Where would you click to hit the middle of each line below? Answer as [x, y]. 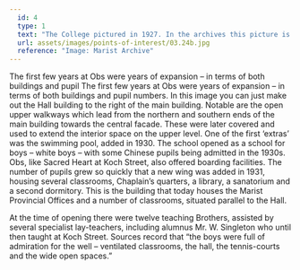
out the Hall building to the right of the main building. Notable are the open [146, 105]
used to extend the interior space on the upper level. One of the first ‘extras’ [149, 134]
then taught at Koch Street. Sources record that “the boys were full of [137, 237]
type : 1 [32, 26]
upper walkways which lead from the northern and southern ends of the [142, 115]
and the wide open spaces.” [61, 256]
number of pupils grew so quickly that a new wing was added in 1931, [137, 172]
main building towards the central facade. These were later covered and [142, 124]
